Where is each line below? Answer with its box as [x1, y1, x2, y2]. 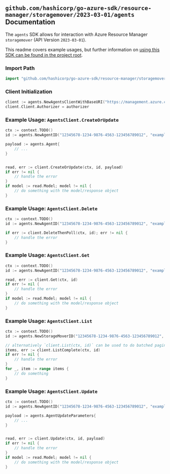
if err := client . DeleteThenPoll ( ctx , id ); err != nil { [5, 230, 128, 235]
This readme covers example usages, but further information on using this [5, 46, 160, 53]
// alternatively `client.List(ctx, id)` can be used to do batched [5, 343, 153, 348]
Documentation [5, 18, 56, 26]
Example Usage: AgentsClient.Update [5, 388, 98, 395]
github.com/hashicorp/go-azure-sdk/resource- [5, 5, 152, 12]
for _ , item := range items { [5, 367, 69, 372]
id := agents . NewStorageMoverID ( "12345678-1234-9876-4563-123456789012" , [5, 334, 164, 339]
